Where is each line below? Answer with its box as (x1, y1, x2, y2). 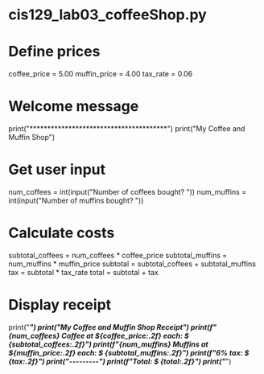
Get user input (8, 161, 106, 179)
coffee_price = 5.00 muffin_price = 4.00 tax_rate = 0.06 (8, 69, 193, 79)
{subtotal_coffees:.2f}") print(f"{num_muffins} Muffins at (8, 339, 208, 349)
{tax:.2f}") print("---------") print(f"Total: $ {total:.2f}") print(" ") (8, 356, 232, 366)
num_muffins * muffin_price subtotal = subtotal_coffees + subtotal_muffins (8, 259, 256, 269)
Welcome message (8, 97, 139, 116)
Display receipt (8, 296, 112, 314)
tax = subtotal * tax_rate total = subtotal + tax (8, 267, 159, 277)
